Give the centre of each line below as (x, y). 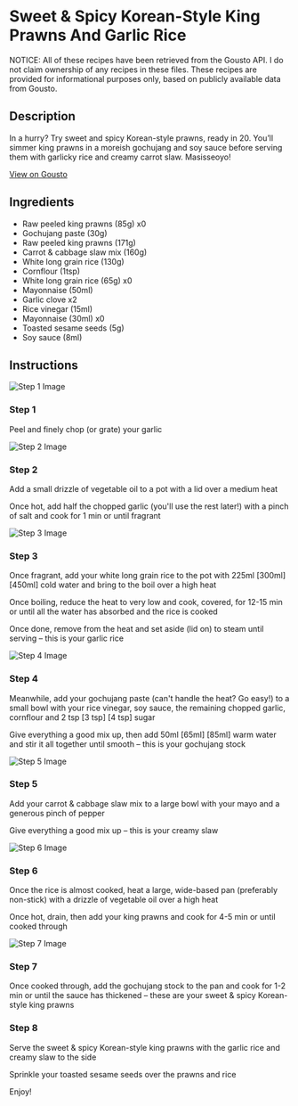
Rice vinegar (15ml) (57, 308)
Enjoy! (21, 1091)
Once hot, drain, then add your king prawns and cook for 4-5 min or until (142, 917)
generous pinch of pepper (57, 813)
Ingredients (42, 202)
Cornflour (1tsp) (51, 271)
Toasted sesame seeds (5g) (73, 328)
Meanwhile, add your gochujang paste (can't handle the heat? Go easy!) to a (149, 698)
